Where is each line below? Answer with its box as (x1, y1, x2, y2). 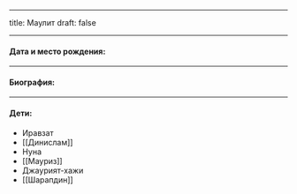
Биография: (9, 77, 56, 87)
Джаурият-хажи (21, 165, 84, 175)
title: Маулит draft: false (9, 18, 97, 27)
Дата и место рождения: (9, 46, 106, 56)
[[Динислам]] (21, 137, 73, 147)
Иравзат (21, 127, 55, 138)
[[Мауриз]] (21, 155, 64, 166)
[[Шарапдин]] (21, 174, 73, 185)
